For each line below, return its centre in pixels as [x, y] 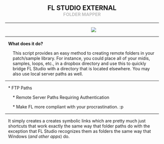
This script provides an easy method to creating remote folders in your [84, 53]
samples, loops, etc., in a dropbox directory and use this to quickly [80, 63]
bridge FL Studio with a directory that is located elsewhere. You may [82, 68]
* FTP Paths [20, 88]
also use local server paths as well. [48, 74]
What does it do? [26, 43]
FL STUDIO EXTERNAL [82, 8]
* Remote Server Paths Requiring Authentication [61, 97]
